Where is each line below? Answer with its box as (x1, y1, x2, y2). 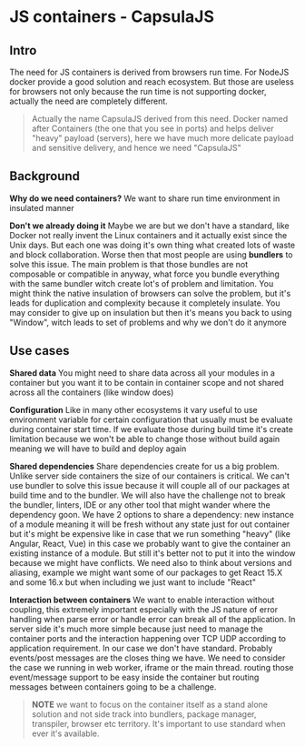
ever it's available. (31, 728, 100, 739)
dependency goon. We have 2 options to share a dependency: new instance (9, 509, 295, 520)
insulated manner (9, 202, 74, 213)
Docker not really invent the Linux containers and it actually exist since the (9, 229, 288, 240)
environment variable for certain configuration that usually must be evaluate (9, 414, 293, 425)
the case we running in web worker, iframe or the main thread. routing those (9, 661, 294, 672)
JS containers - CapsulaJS (9, 6, 215, 27)
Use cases (9, 343, 70, 358)
